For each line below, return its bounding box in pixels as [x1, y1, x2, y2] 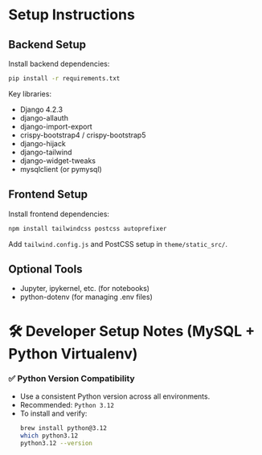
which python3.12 [19, 432, 79, 440]
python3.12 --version [19, 439, 92, 447]
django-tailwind [19, 147, 72, 157]
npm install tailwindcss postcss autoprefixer [8, 224, 167, 232]
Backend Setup [8, 38, 87, 51]
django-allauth [19, 113, 68, 122]
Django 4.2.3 [19, 105, 63, 114]
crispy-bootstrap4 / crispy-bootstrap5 [19, 130, 146, 140]
